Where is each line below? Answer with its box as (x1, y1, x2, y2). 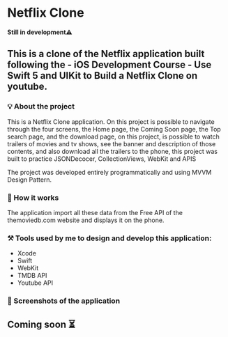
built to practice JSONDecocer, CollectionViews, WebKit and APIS (7, 155, 197, 163)
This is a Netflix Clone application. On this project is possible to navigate (7, 117, 215, 126)
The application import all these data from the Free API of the (7, 208, 183, 217)
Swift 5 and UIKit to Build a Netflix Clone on (7, 70, 197, 81)
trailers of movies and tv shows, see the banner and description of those (7, 139, 216, 148)
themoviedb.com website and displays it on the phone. (7, 216, 165, 224)
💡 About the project (7, 102, 75, 111)
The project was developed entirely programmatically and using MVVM (7, 168, 212, 176)
